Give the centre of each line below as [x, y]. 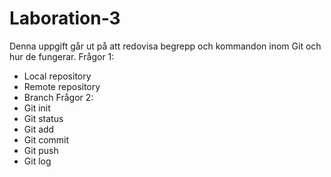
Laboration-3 [65, 18]
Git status [43, 118]
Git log [37, 161]
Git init [37, 108]
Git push [41, 150]
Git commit [46, 139]
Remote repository [62, 86]
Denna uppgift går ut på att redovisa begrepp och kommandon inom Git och [165, 46]
